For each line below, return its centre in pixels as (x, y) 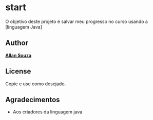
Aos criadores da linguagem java (47, 112)
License (18, 71)
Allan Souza (18, 55)
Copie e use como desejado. (36, 84)
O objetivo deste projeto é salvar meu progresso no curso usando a (76, 21)
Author (17, 43)
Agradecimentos (33, 99)
